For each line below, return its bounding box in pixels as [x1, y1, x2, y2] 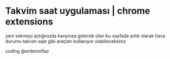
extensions [5, 16, 53, 27]
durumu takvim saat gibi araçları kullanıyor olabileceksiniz [5, 38, 126, 44]
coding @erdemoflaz [5, 48, 49, 54]
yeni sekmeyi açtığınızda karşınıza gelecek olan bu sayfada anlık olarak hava [5, 33, 165, 39]
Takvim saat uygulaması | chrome [5, 5, 151, 17]
